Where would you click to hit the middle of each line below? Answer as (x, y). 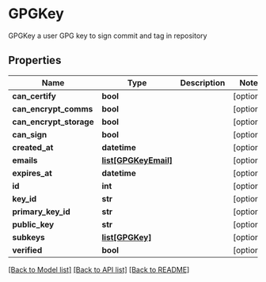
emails (25, 160)
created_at (33, 147)
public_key (33, 224)
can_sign (30, 134)
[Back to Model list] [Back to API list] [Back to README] (99, 269)
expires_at (32, 173)
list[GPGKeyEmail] (137, 160)
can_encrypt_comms (53, 109)
